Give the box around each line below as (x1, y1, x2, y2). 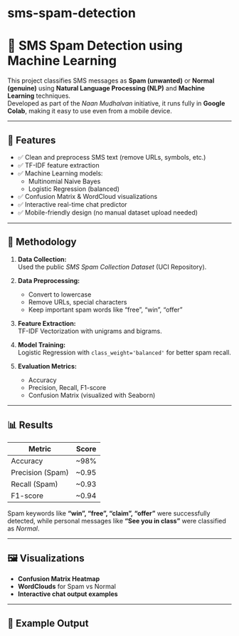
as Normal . (7, 524, 40, 533)
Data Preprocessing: (17, 276, 80, 284)
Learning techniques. (7, 91, 71, 101)
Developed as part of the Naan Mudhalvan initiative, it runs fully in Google (7, 99, 225, 108)
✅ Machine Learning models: (17, 169, 103, 178)
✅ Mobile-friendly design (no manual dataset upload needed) (17, 208, 198, 217)
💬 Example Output (7, 617, 89, 629)
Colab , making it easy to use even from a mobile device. (7, 107, 172, 116)
